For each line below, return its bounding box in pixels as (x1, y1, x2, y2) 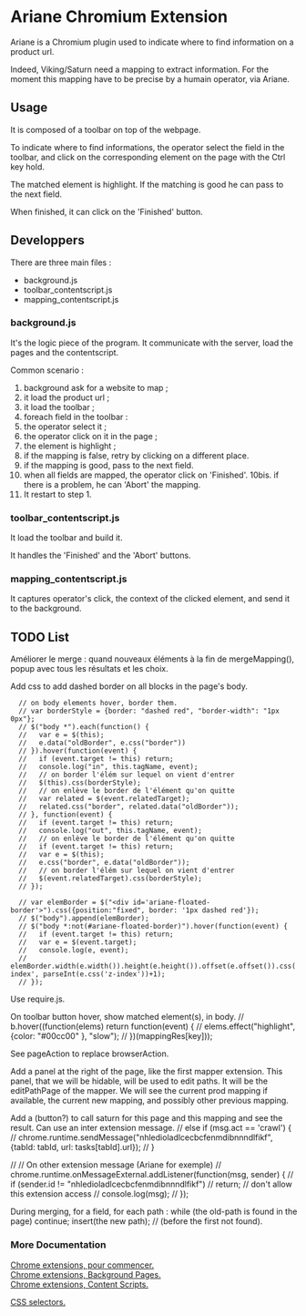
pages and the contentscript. (10, 346, 119, 357)
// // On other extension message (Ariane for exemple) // (10, 1159, 222, 1170)
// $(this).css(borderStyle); (18, 778, 142, 787)
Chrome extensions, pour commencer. (10, 1259, 155, 1270)
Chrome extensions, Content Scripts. (10, 1279, 149, 1290)
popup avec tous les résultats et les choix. (10, 663, 169, 674)
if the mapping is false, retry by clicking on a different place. (23, 449, 250, 461)
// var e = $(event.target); (18, 938, 138, 947)
